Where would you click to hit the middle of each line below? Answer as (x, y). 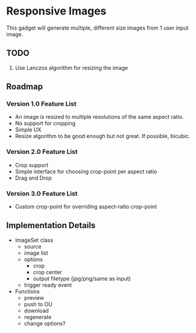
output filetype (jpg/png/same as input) (82, 278)
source (33, 246)
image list (36, 253)
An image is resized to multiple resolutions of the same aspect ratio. (99, 117)
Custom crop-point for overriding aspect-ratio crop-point (86, 207)
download (36, 310)
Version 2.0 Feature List (42, 152)
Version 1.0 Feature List (41, 104)
